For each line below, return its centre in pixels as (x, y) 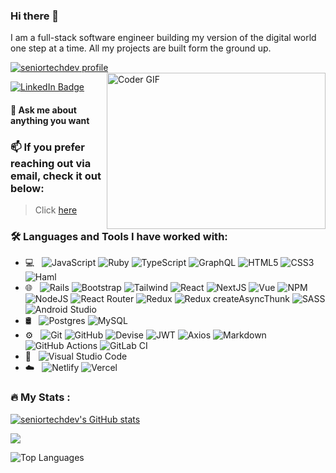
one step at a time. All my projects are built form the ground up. (141, 48)
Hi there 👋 (35, 16)
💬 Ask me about (43, 110)
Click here (56, 210)
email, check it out (56, 176)
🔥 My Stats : (40, 397)
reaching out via (51, 163)
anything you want (50, 120)
